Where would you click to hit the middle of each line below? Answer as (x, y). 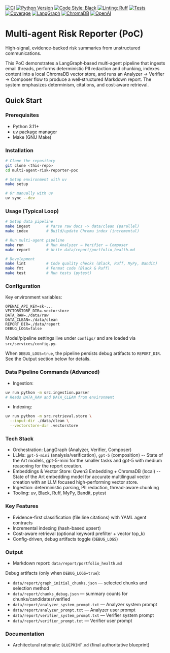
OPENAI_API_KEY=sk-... (29, 307)
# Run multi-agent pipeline (35, 240)
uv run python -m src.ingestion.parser (47, 392)
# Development (20, 259)
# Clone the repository (30, 161)
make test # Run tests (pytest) (49, 273)
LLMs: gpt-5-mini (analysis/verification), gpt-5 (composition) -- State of (88, 455)
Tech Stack (20, 438)
